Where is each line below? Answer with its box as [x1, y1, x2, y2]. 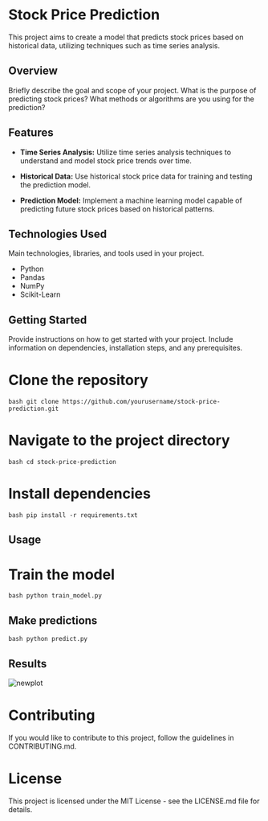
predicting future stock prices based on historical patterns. [19, 203, 215, 214]
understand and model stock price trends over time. [19, 155, 193, 166]
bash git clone [8, 398, 59, 406]
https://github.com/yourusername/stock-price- [62, 398, 221, 406]
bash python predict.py [8, 635, 88, 643]
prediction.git [8, 404, 59, 413]
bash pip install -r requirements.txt [8, 511, 138, 519]
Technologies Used [8, 227, 107, 240]
